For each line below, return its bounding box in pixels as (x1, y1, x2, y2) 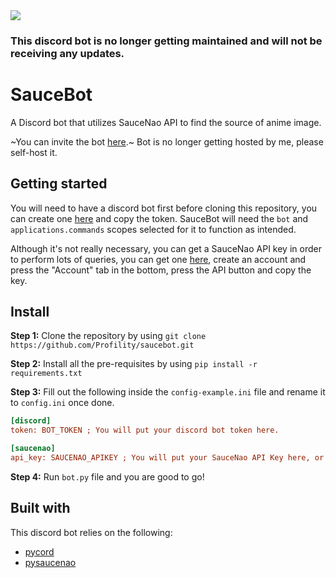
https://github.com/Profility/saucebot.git (10, 340, 195, 351)
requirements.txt (10, 369, 83, 379)
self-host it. (10, 146, 58, 158)
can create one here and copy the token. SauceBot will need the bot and (10, 212, 309, 224)
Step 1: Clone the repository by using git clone (10, 330, 207, 342)
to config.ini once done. (10, 397, 115, 409)
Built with (10, 500, 71, 517)
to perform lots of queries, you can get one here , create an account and (10, 253, 307, 265)
